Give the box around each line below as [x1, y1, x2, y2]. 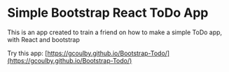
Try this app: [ [7, 49, 48, 57]
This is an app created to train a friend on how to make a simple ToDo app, [7, 28, 223, 36]
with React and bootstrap [7, 35, 81, 43]
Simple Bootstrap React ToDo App [7, 5, 209, 21]
